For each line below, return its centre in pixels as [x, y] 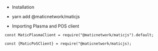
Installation [23, 7]
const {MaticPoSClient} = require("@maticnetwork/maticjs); [68, 44]
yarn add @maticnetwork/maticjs [46, 16]
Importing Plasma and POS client [45, 26]
